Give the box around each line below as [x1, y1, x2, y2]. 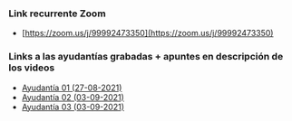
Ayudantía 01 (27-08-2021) [21, 82, 122, 93]
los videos [8, 61, 55, 74]
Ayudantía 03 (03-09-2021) [21, 101, 124, 112]
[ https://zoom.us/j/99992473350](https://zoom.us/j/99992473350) [21, 28, 274, 39]
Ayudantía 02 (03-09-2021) [21, 91, 124, 102]
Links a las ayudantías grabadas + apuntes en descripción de [8, 51, 284, 63]
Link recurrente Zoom [8, 7, 106, 20]
